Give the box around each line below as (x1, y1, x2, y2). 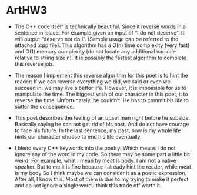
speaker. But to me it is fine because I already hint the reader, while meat (14, 163, 191, 170)
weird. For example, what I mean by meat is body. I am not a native (14, 157, 176, 164)
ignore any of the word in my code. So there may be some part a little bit (14, 150, 190, 157)
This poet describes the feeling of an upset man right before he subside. (14, 114, 191, 121)
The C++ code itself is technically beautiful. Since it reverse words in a (14, 23, 186, 30)
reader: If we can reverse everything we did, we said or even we (14, 78, 171, 85)
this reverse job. (14, 60, 54, 68)
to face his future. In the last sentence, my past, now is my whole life (14, 127, 181, 134)
